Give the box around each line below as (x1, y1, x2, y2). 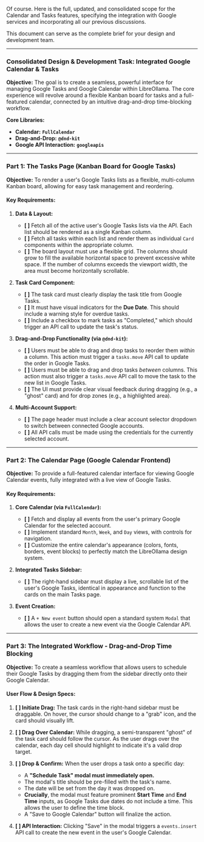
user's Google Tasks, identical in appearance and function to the (24, 584, 186, 592)
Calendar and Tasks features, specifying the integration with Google (6, 12, 177, 19)
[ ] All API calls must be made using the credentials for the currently (24, 428, 194, 436)
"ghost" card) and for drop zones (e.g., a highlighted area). (24, 392, 172, 399)
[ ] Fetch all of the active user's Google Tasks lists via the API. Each (24, 222, 192, 229)
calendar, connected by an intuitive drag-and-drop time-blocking (29, 98, 192, 105)
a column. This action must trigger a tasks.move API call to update (24, 353, 189, 360)
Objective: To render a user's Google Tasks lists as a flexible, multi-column (6, 176, 195, 183)
